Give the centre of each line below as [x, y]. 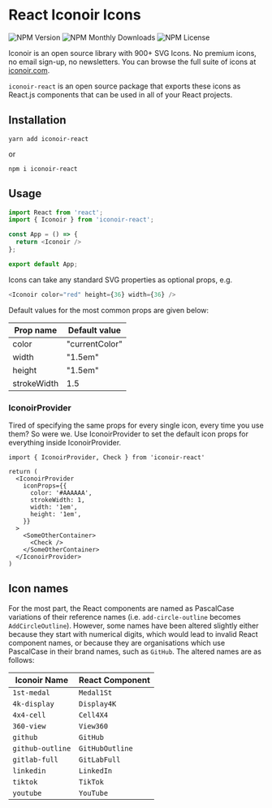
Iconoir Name [42, 680]
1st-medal [31, 692]
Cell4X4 [93, 715]
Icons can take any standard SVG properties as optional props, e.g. [121, 279]
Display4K [97, 704]
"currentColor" [95, 344]
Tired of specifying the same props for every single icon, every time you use [136, 425]
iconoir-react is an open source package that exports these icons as [125, 86]
